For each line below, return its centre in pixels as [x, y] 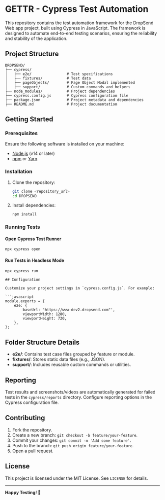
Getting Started [29, 119]
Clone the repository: [34, 182]
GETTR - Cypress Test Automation [77, 9]
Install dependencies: [34, 205]
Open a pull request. [33, 451]
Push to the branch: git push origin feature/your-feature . [73, 445]
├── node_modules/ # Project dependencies [60, 91]
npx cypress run [22, 271]
